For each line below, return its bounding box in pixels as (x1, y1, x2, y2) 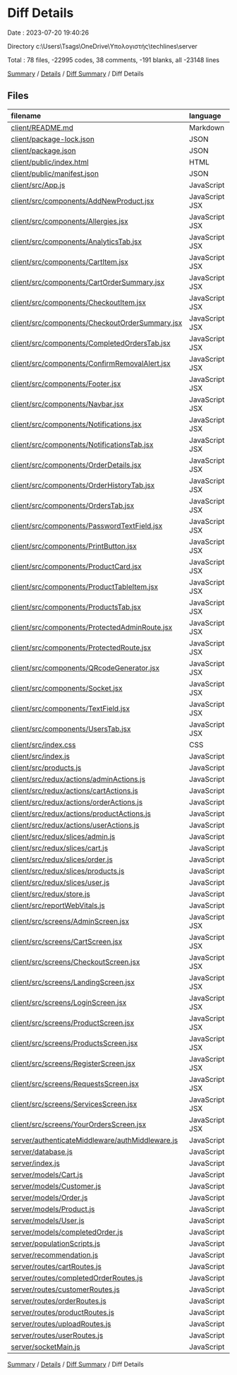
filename (11, 111, 42, 121)
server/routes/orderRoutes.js (11, 1296, 107, 1306)
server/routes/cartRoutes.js (11, 1261, 102, 1271)
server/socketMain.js (11, 1342, 80, 1352)
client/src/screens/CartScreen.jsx (11, 936, 123, 946)
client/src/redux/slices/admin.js (11, 831, 116, 841)
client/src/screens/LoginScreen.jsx (11, 997, 127, 1007)
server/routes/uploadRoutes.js (11, 1319, 111, 1328)
